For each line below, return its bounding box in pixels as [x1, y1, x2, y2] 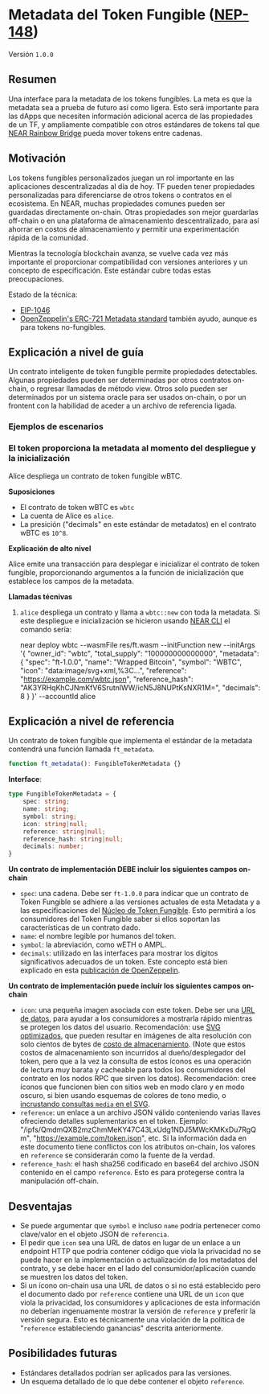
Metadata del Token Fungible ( [8, 6, 214, 24]
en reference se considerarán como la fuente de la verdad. [19, 1150, 215, 1160]
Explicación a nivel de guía [8, 345, 145, 359]
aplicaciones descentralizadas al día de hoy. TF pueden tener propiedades [8, 181, 255, 191]
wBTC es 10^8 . [19, 528, 68, 537]
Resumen [8, 72, 57, 86]
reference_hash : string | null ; [22, 835, 124, 843]
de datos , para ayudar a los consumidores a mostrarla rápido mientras [19, 1014, 253, 1023]
